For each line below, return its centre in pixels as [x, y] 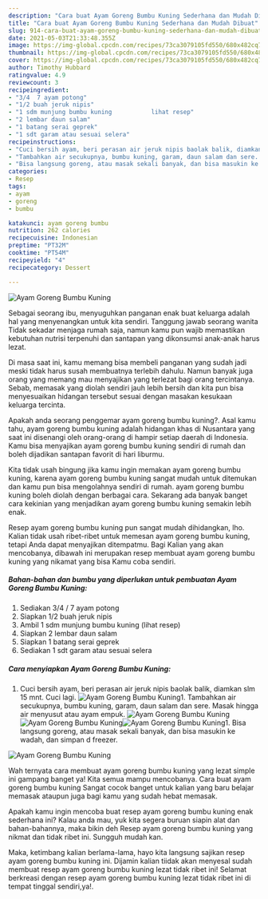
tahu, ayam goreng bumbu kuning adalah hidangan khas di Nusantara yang [132, 429]
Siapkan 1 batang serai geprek [69, 642]
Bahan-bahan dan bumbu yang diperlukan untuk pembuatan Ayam [122, 580]
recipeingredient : [39, 90]
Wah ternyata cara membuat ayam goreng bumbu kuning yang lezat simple [132, 770]
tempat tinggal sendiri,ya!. [51, 886]
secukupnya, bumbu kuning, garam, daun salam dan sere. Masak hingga [139, 706]
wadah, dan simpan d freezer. [69, 740]
